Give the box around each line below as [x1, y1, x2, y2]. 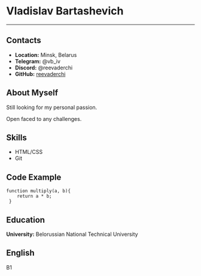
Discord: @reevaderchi [14, 64, 73, 71]
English [6, 248, 35, 258]
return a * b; [17, 193, 52, 199]
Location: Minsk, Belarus [14, 51, 77, 58]
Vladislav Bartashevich [6, 4, 124, 18]
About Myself [6, 88, 59, 98]
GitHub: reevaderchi [14, 70, 66, 77]
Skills [6, 132, 27, 142]
